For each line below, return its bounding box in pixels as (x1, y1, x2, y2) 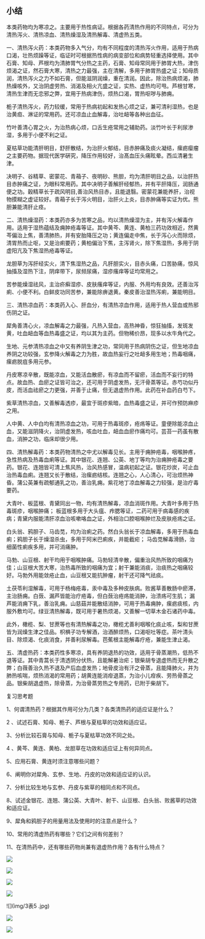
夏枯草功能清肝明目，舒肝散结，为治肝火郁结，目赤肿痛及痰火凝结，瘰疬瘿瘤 (6, 144, 199, 151)
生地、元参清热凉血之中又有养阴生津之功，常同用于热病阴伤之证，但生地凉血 (6, 342, 199, 350)
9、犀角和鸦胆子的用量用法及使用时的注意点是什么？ (6, 817, 138, 824)
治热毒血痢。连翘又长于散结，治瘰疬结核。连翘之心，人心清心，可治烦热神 (6, 471, 193, 478)
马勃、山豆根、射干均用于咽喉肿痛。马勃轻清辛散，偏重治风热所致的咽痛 (6, 556, 188, 564)
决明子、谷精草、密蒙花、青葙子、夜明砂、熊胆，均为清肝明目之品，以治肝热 (6, 172, 199, 179)
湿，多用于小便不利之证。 (6, 131, 71, 138)
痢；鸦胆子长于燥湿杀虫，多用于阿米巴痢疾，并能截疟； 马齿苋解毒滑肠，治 (6, 535, 195, 543)
